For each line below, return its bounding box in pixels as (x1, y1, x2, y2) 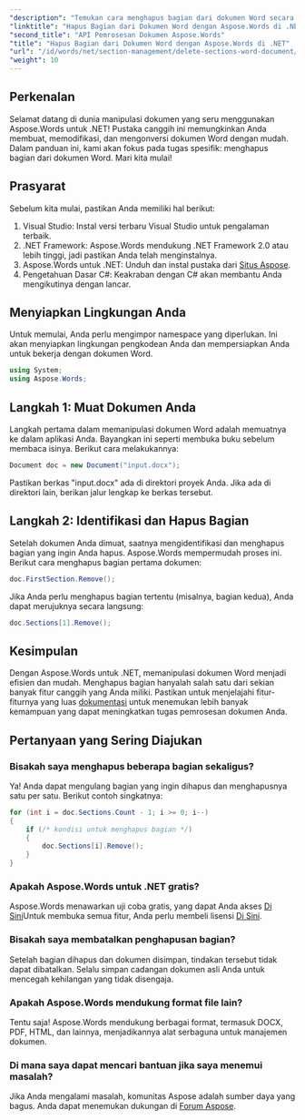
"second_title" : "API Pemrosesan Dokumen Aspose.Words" (9, 30, 225, 39)
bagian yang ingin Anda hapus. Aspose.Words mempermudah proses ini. (9, 547, 282, 558)
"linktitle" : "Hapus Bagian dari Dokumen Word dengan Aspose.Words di (9, 22, 282, 31)
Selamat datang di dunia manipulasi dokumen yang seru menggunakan (9, 113, 275, 124)
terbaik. (22, 229, 52, 241)
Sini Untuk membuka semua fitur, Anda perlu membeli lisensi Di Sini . (9, 911, 263, 921)
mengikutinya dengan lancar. (22, 279, 132, 290)
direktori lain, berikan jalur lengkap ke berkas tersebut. (9, 486, 213, 497)
